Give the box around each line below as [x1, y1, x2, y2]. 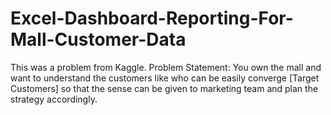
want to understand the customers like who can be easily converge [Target [10, 72, 320, 84]
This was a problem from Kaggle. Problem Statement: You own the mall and [10, 61, 322, 73]
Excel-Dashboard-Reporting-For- [10, 7, 294, 30]
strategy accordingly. [10, 93, 98, 105]
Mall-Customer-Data [10, 28, 187, 51]
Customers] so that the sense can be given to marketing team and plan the [10, 82, 319, 94]
